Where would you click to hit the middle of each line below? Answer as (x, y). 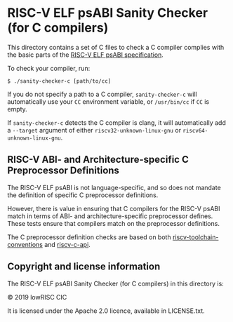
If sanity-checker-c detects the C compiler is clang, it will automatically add (116, 122)
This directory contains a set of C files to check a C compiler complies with (116, 47)
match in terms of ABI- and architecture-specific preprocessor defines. (110, 216)
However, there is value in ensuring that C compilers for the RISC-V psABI (114, 208)
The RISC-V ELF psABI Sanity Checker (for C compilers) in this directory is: (116, 283)
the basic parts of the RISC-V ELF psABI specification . (85, 55)
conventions (25, 244)
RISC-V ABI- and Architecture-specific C (98, 160)
